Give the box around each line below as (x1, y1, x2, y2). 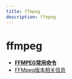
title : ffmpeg (6, 8, 41, 15)
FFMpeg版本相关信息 (14, 67, 66, 74)
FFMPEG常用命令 (14, 59, 57, 66)
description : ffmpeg (6, 14, 57, 20)
